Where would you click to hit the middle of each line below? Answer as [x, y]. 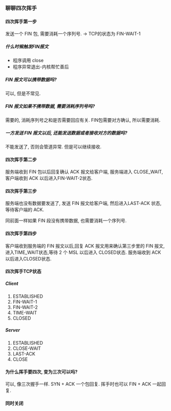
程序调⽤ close [28, 61]
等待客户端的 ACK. [25, 210]
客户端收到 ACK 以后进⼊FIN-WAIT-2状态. [49, 178]
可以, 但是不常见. [23, 94]
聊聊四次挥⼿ [21, 8]
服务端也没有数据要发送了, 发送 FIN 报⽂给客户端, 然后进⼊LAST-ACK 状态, [83, 203]
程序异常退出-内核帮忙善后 [41, 67]
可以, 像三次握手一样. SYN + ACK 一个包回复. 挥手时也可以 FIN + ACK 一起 [83, 384]
